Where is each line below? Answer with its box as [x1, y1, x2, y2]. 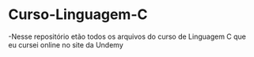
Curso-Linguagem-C [8, 6, 148, 24]
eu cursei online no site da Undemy [8, 40, 124, 49]
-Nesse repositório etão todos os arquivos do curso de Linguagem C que [8, 32, 247, 41]
